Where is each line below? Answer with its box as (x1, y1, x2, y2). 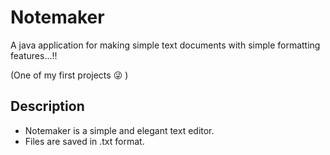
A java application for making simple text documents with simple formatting (10, 39, 321, 51)
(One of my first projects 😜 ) (10, 69, 129, 81)
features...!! (10, 49, 58, 61)
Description (10, 98, 85, 115)
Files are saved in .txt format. (24, 135, 145, 147)
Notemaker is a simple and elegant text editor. (24, 124, 215, 136)
